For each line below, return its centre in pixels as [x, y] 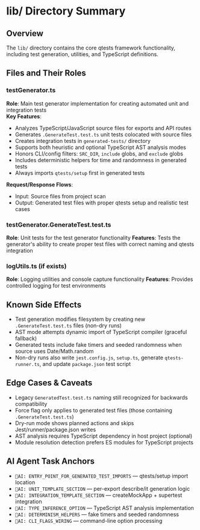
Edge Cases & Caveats [49, 383]
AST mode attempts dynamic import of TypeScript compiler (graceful [101, 332]
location [25, 482]
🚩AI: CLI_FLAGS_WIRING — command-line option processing [89, 520]
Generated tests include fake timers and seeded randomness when [98, 345]
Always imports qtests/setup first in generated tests [80, 172]
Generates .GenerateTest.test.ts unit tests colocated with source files [103, 134]
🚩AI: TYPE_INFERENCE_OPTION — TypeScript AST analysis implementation [105, 508]
